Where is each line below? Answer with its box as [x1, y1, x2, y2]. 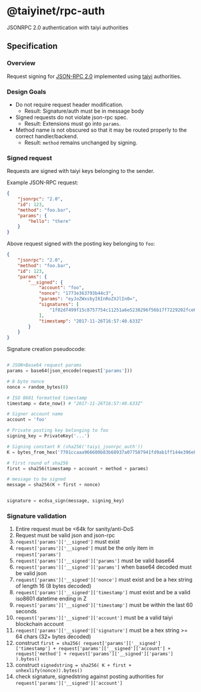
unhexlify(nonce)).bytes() [15, 668, 83, 674]
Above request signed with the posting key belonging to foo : [7, 240, 156, 247]
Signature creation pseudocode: [7, 346, 86, 353]
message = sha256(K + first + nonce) [7, 482, 101, 488]
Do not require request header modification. [15, 101, 124, 108]
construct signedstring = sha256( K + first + [15, 662, 132, 669]
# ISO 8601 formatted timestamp [7, 395, 87, 401]
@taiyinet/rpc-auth [7, 4, 105, 18]
